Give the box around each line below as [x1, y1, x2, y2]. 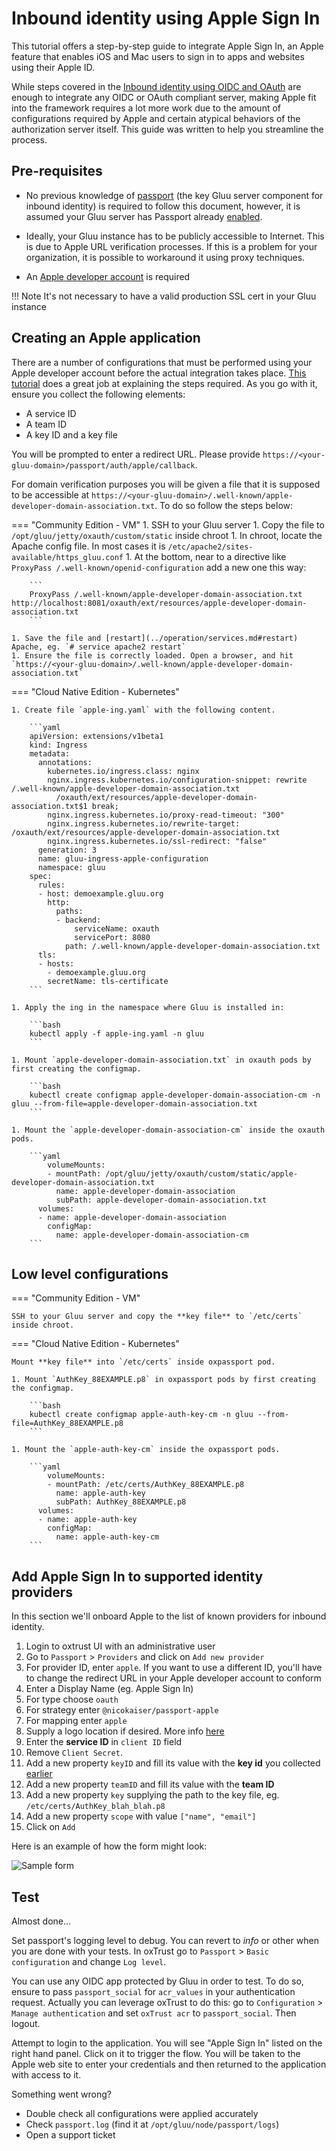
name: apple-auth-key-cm [55, 1532, 160, 1542]
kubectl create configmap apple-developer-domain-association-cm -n [29, 1090, 321, 1100]
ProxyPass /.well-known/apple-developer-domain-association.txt [29, 589, 303, 599]
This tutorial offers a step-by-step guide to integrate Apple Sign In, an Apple [11, 40, 324, 52]
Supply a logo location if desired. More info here [25, 1725, 225, 1737]
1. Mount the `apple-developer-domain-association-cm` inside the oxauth [11, 1125, 326, 1135]
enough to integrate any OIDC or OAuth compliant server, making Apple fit [11, 91, 317, 103]
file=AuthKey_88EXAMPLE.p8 [11, 1418, 124, 1429]
